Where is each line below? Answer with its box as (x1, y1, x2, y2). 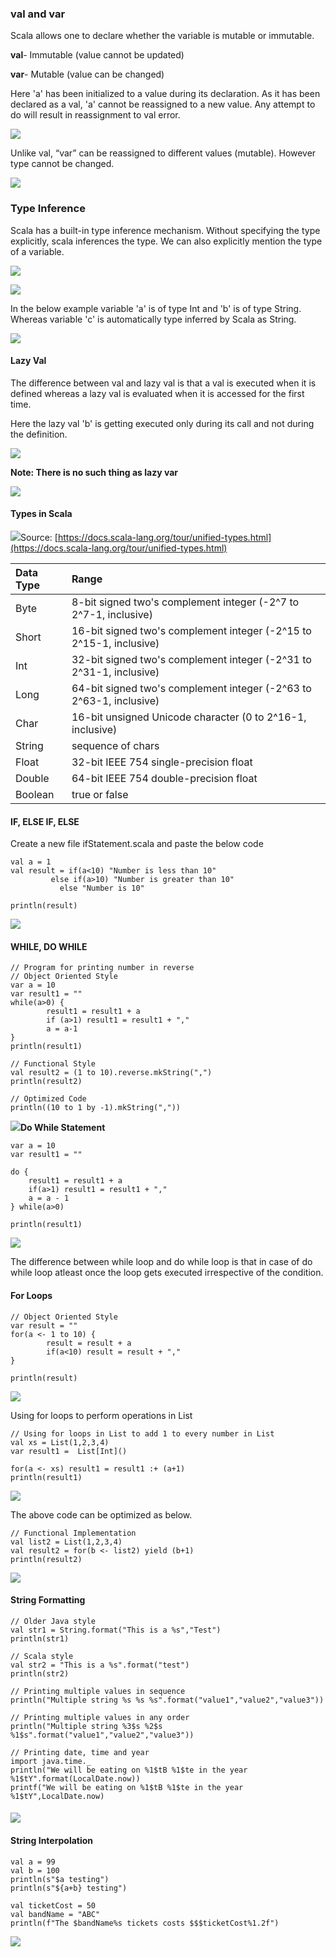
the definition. (10, 428, 68, 440)
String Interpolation (10, 1835, 94, 1846)
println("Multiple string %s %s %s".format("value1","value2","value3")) (10, 1695, 325, 1705)
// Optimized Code (10, 1094, 87, 1104)
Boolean (15, 788, 55, 801)
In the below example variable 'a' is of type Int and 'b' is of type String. (10, 302, 302, 314)
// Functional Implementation (10, 1528, 137, 1538)
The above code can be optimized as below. (10, 1508, 193, 1521)
